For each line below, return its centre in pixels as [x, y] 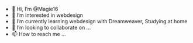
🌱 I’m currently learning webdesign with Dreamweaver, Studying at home [99, 21]
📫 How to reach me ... [39, 34]
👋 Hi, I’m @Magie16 [35, 9]
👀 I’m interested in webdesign [47, 15]
